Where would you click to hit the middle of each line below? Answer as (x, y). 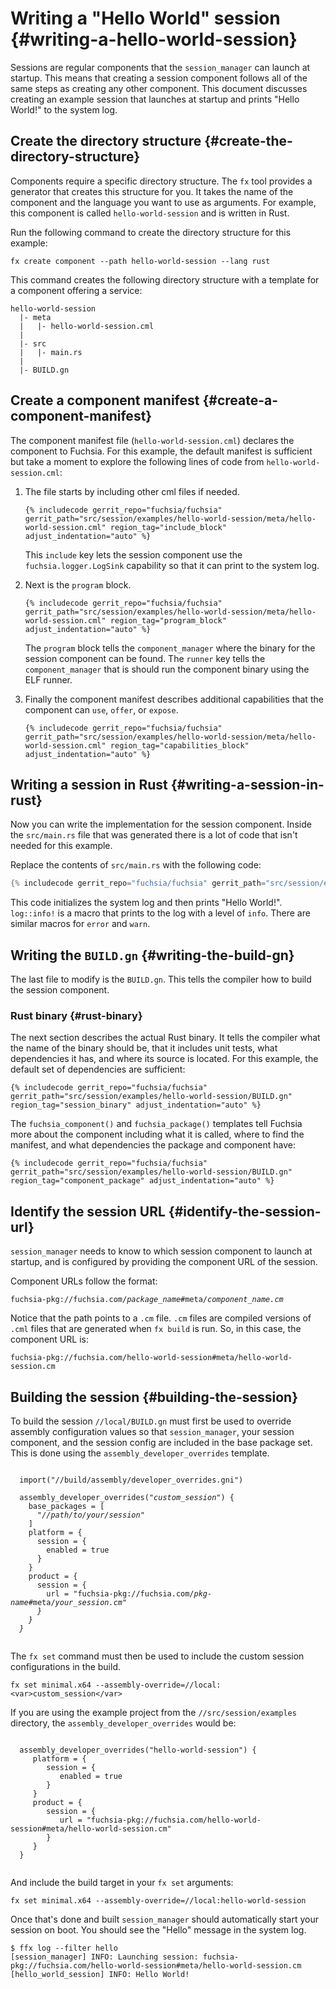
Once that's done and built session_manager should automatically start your (164, 1919)
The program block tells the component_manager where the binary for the (170, 648)
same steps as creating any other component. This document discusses (159, 88)
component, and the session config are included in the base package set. (161, 1442)
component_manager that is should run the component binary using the (167, 669)
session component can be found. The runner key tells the (145, 658)
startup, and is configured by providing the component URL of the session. (164, 1262)
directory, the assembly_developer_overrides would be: (123, 1723)
